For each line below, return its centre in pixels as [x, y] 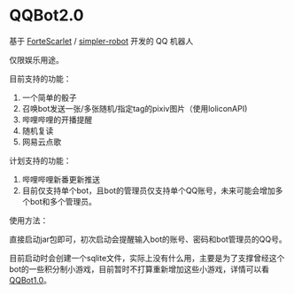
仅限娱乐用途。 [36, 59]
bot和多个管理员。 [63, 201]
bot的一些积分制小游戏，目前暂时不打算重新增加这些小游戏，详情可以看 [139, 269]
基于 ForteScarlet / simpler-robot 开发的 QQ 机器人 [101, 41]
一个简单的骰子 [49, 97]
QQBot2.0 [46, 15]
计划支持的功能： [40, 160]
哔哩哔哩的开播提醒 [57, 120]
